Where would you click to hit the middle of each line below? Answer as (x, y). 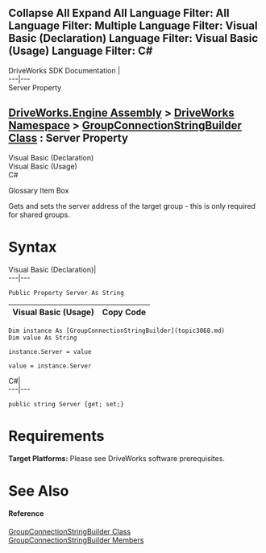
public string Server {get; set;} (66, 404)
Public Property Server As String (66, 293)
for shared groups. (39, 214)
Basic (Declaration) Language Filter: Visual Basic (133, 38)
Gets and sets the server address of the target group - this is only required (132, 206)
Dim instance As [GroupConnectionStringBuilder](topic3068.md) (117, 331)
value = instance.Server (50, 366)
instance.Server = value (50, 351)
